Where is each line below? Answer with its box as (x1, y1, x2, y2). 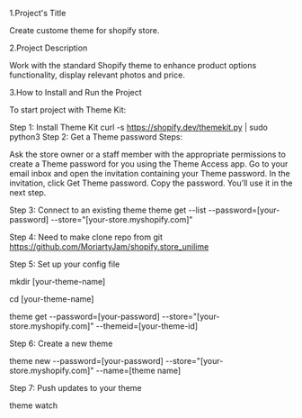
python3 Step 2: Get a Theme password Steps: (9, 132, 182, 142)
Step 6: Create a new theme (9, 338, 113, 349)
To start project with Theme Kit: (9, 104, 127, 115)
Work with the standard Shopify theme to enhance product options (9, 60, 257, 70)
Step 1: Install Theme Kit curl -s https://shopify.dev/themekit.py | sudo (9, 122, 268, 132)
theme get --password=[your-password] (9, 311, 160, 322)
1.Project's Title (9, 8, 67, 18)
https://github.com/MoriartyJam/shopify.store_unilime (9, 241, 209, 251)
